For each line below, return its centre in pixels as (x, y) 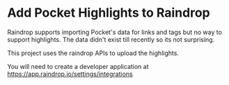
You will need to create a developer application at (78, 66)
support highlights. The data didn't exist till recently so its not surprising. (111, 39)
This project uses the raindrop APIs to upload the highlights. (93, 53)
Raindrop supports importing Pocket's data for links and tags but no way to (115, 32)
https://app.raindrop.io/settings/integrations (70, 74)
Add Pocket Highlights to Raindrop (109, 13)
